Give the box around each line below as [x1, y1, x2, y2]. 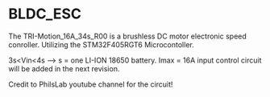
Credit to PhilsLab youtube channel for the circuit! [8, 79, 173, 89]
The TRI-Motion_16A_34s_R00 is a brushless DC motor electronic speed [8, 31, 247, 41]
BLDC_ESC [8, 5, 82, 23]
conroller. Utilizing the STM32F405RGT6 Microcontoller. [8, 39, 195, 49]
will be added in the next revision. [8, 63, 120, 73]
